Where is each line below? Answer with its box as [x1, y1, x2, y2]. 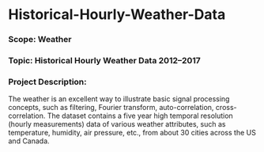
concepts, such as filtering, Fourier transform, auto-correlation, [8, 103, 214, 112]
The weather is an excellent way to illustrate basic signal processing [8, 94, 230, 104]
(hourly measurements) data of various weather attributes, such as [8, 120, 226, 129]
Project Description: [8, 76, 87, 87]
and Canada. [8, 136, 50, 146]
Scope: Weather [8, 34, 72, 45]
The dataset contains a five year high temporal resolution [47, 111, 233, 120]
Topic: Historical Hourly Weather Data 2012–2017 [8, 55, 202, 66]
